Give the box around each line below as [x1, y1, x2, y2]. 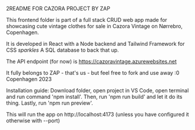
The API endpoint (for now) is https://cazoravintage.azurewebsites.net [6, 58, 177, 65]
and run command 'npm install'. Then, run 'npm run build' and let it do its [6, 94, 183, 100]
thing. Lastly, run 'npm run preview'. [6, 99, 93, 106]
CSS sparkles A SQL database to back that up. [6, 46, 119, 54]
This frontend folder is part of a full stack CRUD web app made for [6, 16, 167, 23]
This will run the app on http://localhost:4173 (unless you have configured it [6, 111, 190, 118]
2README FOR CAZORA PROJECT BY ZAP [6, 5, 111, 12]
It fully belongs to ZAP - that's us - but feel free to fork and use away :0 [6, 69, 180, 76]
